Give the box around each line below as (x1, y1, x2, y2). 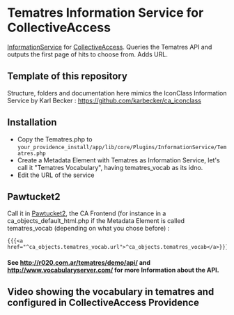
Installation (7, 116, 57, 128)
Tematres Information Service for (7, 5, 204, 21)
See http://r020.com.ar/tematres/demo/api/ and (7, 258, 151, 266)
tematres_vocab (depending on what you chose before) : (7, 224, 170, 233)
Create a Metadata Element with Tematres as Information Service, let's (17, 155, 221, 164)
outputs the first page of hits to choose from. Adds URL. (7, 50, 169, 59)
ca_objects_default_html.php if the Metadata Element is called (7, 217, 185, 225)
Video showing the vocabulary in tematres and (7, 286, 214, 298)
